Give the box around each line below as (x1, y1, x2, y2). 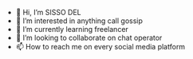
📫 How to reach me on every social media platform (15, 42, 186, 51)
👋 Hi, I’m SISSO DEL (15, 8, 81, 17)
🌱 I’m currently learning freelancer (15, 25, 129, 33)
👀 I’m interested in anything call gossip (15, 16, 144, 26)
